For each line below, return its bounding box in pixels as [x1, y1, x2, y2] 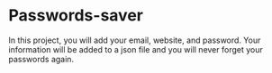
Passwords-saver [8, 5, 143, 26]
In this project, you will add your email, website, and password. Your [8, 35, 261, 45]
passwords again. [8, 53, 74, 64]
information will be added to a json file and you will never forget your [8, 44, 263, 54]
